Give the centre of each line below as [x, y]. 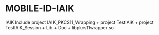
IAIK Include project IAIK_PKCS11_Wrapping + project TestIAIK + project [79, 22]
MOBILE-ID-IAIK [40, 9]
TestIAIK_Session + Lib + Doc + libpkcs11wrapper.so [59, 27]
